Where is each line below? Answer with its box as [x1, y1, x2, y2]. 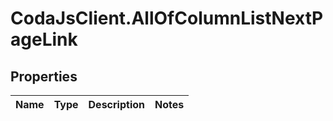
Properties [10, 68, 78, 85]
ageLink [10, 28, 78, 51]
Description [88, 98, 145, 111]
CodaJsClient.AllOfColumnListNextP [10, 7, 324, 30]
